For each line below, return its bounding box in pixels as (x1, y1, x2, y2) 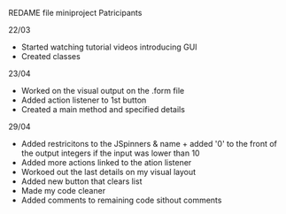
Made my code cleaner (20, 186, 106, 195)
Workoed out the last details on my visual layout (20, 167, 197, 177)
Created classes (20, 51, 81, 61)
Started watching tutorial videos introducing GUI (20, 42, 197, 52)
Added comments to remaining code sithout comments (20, 195, 222, 205)
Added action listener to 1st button (20, 95, 147, 105)
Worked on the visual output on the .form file (20, 86, 185, 96)
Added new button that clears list (20, 176, 143, 187)
